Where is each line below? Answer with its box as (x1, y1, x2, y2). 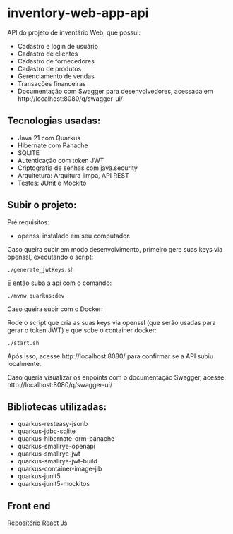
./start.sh (7, 339, 40, 346)
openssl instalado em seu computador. (17, 231, 131, 240)
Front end (7, 499, 51, 512)
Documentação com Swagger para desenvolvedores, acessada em (17, 87, 213, 95)
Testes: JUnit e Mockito (17, 178, 87, 187)
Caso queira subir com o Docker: (7, 305, 104, 313)
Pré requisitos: (7, 217, 49, 226)
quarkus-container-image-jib (17, 464, 102, 473)
